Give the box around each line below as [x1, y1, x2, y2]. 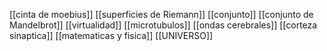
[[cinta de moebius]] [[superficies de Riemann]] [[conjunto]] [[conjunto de [9, 9, 314, 20]
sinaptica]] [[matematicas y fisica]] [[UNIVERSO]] [9, 30, 214, 41]
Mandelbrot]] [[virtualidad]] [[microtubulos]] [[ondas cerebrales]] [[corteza [9, 19, 318, 31]
